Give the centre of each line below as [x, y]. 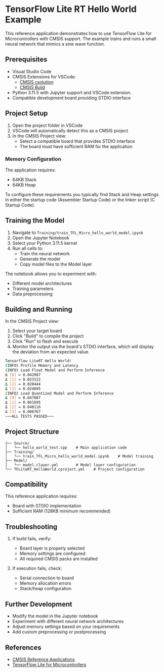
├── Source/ [17, 443]
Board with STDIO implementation [47, 506]
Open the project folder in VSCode [47, 125]
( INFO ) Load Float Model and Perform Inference [55, 370]
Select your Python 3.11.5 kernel [45, 243]
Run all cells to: [28, 248]
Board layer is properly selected [52, 548]
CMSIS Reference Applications [43, 659]
